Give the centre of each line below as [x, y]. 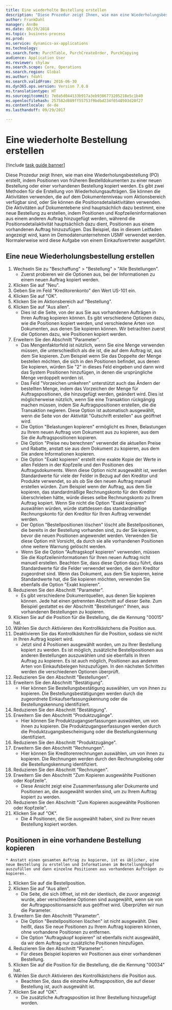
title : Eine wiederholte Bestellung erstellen [56, 10]
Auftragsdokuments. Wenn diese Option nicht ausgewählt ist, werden [94, 470]
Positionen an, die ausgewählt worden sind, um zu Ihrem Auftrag [89, 791]
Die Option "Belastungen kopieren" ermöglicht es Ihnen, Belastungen [93, 426]
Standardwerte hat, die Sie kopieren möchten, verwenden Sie [85, 579]
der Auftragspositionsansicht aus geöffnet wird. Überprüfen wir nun [92, 904]
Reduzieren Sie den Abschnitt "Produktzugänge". [65, 742]
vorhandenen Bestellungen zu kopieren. [63, 612]
